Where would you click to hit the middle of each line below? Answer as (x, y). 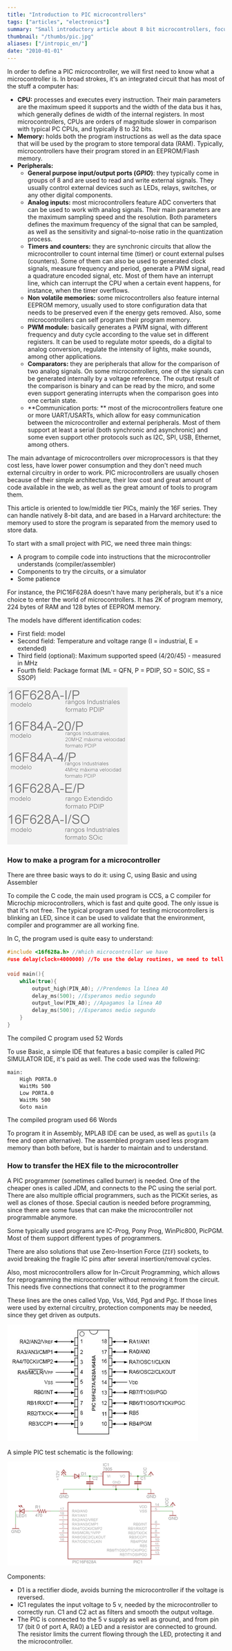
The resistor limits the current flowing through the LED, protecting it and (119, 1634)
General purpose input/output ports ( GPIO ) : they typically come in (123, 173)
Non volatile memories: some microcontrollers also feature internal (123, 298)
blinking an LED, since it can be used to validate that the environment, (106, 918)
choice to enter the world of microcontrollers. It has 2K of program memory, (115, 600)
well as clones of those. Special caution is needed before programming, (109, 1203)
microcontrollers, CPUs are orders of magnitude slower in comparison (117, 122)
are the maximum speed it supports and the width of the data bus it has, (119, 107)
